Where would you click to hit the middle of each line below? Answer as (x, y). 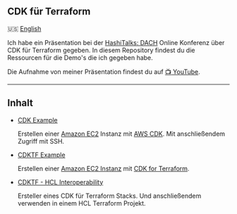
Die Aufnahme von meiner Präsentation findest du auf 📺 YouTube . (104, 71)
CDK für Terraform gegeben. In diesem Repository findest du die (101, 50)
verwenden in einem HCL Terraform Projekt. (81, 203)
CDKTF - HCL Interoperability (60, 182)
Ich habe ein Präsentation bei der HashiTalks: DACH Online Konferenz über (116, 42)
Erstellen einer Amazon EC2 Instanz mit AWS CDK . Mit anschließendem (121, 134)
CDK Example (37, 120)
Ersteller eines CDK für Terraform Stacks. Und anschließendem (109, 196)
